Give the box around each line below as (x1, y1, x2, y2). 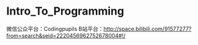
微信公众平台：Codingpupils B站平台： (6, 25, 104, 32)
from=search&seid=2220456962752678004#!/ (6, 32, 126, 39)
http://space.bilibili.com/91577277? (103, 25, 192, 32)
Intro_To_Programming (6, 4, 124, 18)
